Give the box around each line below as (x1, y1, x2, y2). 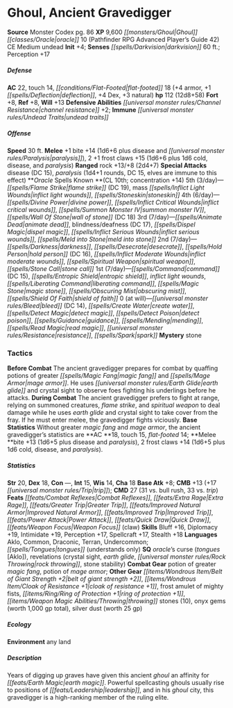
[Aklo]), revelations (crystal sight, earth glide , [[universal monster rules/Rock (7, 552, 226, 561)
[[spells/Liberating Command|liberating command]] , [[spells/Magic (7, 279, 200, 288)
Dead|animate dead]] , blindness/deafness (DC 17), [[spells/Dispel (7, 220, 196, 229)
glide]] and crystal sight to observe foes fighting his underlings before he (7, 386, 216, 395)
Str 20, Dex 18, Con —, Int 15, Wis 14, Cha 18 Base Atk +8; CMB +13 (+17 (7, 479, 217, 487)
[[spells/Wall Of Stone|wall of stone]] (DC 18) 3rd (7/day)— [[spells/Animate (7, 213, 223, 221)
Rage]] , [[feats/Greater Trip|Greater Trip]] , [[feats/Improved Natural (7, 501, 201, 509)
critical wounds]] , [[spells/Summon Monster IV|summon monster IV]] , (7, 205, 206, 213)
